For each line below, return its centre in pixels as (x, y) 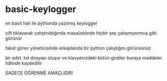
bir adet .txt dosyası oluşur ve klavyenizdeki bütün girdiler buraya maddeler (84, 58)
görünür (14, 38)
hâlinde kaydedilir (24, 63)
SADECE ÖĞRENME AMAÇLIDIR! (39, 73)
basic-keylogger (41, 9)
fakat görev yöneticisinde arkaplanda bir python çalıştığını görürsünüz (78, 48)
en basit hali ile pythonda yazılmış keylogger (51, 23)
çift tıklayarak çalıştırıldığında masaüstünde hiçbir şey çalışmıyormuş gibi (81, 33)
